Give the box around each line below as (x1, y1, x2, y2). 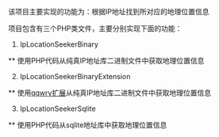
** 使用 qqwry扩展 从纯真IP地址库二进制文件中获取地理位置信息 (8, 88, 212, 97)
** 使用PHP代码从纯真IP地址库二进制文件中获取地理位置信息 (8, 56, 205, 65)
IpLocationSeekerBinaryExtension (19, 72, 131, 81)
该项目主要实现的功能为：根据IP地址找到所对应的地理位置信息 (8, 7, 209, 16)
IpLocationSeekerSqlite (19, 104, 97, 113)
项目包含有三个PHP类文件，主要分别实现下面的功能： (8, 24, 182, 33)
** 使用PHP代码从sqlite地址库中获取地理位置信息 (8, 120, 167, 129)
